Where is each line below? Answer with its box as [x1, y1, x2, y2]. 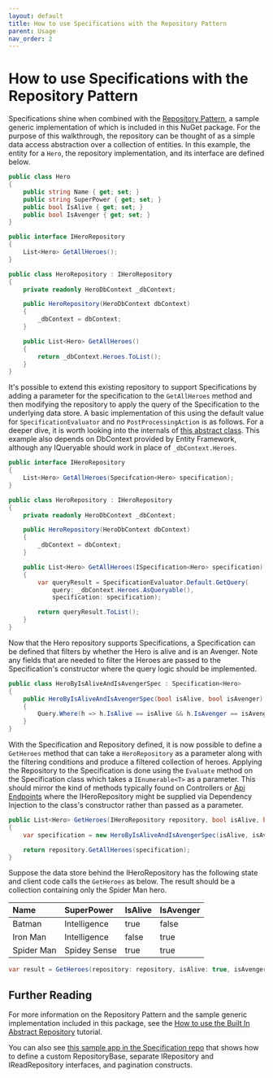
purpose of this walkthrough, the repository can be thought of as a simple [8, 131, 256, 141]
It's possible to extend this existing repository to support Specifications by [8, 382, 258, 392]
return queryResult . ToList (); [37, 608, 140, 617]
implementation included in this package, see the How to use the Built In [8, 1019, 250, 1028]
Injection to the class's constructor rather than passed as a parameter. [8, 801, 244, 810]
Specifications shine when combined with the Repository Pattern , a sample [8, 114, 260, 124]
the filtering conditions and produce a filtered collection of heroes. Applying [8, 757, 262, 767]
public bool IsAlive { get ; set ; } [23, 203, 144, 212]
